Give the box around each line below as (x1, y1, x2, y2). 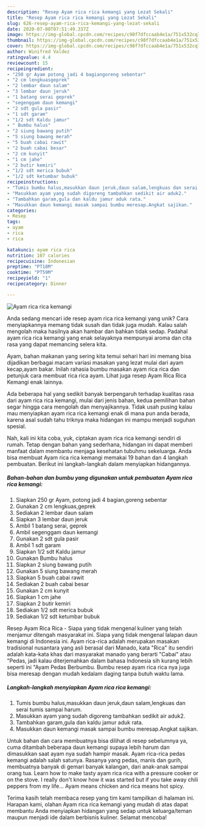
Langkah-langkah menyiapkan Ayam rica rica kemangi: (7, 684, 151, 691)
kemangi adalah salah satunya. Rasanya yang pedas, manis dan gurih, (7, 756, 182, 764)
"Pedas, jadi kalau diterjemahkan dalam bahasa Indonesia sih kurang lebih (7, 657, 193, 664)
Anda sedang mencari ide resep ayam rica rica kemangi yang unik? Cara (7, 315, 189, 322)
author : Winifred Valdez (7, 49, 70, 55)
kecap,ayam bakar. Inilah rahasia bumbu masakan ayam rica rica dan (7, 365, 180, 373)
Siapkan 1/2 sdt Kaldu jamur (15, 548, 86, 555)
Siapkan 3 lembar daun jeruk (15, 515, 88, 523)
